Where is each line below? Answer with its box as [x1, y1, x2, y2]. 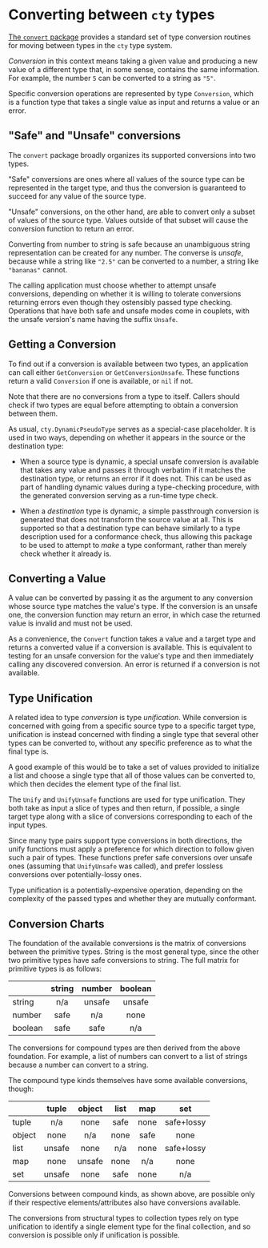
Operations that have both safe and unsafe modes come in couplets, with [8, 306, 250, 316]
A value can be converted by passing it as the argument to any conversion [8, 593, 254, 602]
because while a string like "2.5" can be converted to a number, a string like [8, 256, 259, 266]
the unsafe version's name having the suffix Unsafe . [8, 314, 178, 324]
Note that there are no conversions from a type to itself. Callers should [8, 391, 240, 401]
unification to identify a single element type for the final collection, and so [8, 1222, 251, 1231]
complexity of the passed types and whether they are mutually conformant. [8, 894, 258, 904]
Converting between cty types [8, 6, 215, 24]
